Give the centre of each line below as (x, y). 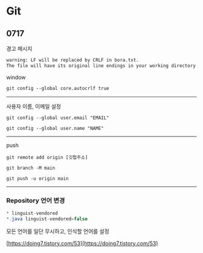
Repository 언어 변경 (36, 200)
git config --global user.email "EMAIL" (58, 118)
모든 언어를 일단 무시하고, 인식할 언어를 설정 (58, 231)
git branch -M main (31, 168)
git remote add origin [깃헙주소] (47, 157)
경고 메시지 (19, 49)
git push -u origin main (37, 178)
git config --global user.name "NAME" (55, 128)
